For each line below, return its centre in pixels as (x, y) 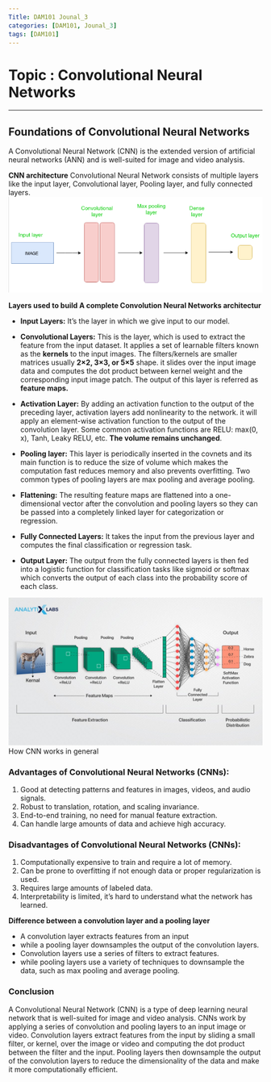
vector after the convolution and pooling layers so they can (160, 503)
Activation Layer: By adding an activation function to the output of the (137, 404)
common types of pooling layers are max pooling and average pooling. (138, 479)
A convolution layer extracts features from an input (104, 937)
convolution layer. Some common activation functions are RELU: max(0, (139, 430)
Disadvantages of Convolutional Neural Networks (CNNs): (125, 845)
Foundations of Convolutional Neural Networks (129, 132)
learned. (34, 905)
